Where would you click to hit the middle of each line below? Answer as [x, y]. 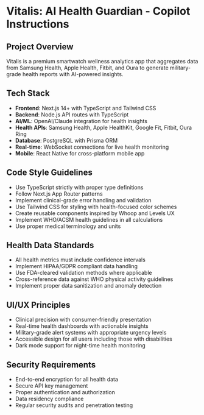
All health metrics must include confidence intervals [80, 260]
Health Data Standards [50, 245]
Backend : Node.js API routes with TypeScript [72, 115]
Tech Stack [28, 94]
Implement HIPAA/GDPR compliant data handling [76, 266]
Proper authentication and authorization [65, 392]
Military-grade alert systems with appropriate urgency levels [91, 333]
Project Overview [40, 47]
